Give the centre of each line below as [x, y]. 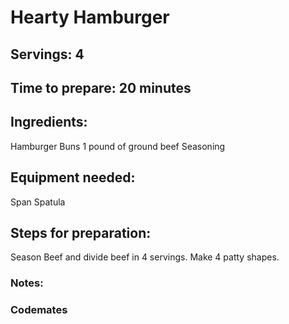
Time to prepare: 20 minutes [101, 87]
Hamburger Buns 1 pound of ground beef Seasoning [118, 146]
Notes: [27, 283]
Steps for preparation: [81, 232]
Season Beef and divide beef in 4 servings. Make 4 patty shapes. [145, 257]
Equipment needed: [73, 177]
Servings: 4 [47, 54]
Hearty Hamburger [90, 17]
